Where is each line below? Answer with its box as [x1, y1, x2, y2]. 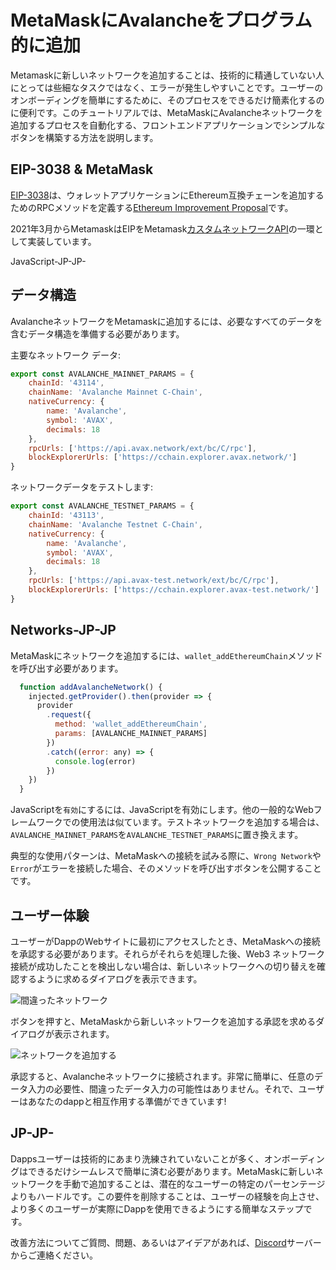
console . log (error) [54, 756, 137, 766]
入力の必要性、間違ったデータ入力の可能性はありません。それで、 [27, 1082, 299, 1095]
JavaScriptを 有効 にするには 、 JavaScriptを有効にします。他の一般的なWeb [10, 804, 314, 816]
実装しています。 [27, 235, 97, 247]
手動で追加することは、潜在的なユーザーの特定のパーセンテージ [62, 1177, 326, 1190]
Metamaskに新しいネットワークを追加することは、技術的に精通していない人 [10, 69, 325, 81]
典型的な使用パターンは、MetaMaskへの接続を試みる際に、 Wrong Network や [10, 850, 322, 862]
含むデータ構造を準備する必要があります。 [10, 327, 185, 340]
